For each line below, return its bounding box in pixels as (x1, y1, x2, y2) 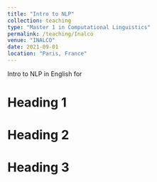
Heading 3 (7, 159, 70, 176)
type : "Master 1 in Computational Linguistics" (7, 23, 151, 31)
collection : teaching (7, 17, 72, 24)
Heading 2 (7, 127, 70, 143)
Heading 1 (7, 95, 67, 111)
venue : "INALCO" (7, 37, 55, 44)
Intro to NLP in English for (7, 69, 82, 78)
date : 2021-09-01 (7, 43, 59, 50)
